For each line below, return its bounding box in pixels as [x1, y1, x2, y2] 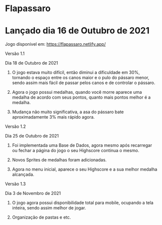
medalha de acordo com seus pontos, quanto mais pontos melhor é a [12, 94, 151, 100]
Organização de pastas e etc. [12, 214, 71, 220]
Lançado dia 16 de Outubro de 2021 [5, 25, 149, 36]
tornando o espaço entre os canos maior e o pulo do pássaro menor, [12, 75, 149, 81]
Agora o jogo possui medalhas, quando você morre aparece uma [12, 89, 142, 95]
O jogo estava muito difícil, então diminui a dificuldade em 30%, [12, 69, 140, 75]
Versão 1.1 [5, 51, 25, 56]
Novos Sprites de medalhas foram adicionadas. [12, 157, 107, 163]
